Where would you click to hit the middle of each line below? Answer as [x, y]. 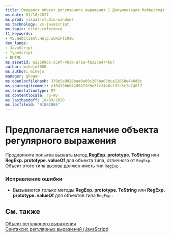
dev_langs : [17, 43]
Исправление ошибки [34, 179]
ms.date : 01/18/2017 [27, 15]
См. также [23, 211]
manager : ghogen [22, 76]
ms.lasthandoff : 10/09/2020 [35, 100]
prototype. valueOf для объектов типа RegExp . [63, 195]
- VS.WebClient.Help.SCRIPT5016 [39, 39]
